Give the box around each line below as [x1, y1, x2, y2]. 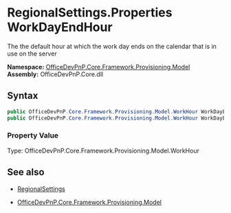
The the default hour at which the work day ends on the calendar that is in [7, 42, 217, 50]
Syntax [7, 90, 38, 102]
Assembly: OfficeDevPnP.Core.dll [7, 70, 104, 78]
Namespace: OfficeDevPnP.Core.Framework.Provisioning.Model [7, 63, 190, 71]
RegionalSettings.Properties [7, 5, 173, 21]
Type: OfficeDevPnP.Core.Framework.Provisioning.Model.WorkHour [7, 146, 199, 155]
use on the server [7, 49, 57, 58]
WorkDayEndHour [7, 19, 113, 35]
